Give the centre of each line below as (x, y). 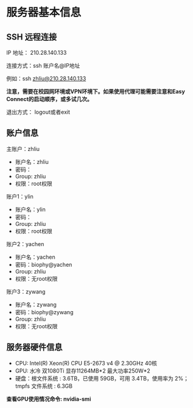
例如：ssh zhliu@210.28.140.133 (46, 79)
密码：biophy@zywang (44, 312)
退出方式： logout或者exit (38, 112)
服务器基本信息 (44, 12)
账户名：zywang (36, 304)
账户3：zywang (26, 291)
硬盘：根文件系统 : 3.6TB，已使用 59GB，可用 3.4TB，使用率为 (94, 378)
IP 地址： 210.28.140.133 (37, 53)
